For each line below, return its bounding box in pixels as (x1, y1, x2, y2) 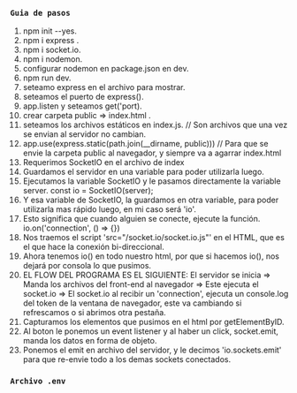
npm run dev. (22, 72, 72, 83)
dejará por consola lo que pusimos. (22, 261, 152, 271)
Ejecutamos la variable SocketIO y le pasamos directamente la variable (22, 176, 281, 186)
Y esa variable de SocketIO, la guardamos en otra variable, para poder (22, 194, 279, 206)
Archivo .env (10, 376, 66, 387)
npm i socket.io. (22, 44, 81, 56)
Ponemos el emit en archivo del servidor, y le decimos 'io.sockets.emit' (22, 344, 282, 356)
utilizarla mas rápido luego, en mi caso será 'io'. (22, 204, 197, 215)
